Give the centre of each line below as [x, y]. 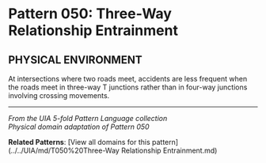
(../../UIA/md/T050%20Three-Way [64, 150]
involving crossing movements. [59, 95]
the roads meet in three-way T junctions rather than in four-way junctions [128, 87]
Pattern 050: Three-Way [90, 14]
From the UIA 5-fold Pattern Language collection [88, 118]
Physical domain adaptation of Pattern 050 [79, 127]
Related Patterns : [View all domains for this [79, 142]
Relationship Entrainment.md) [169, 150]
